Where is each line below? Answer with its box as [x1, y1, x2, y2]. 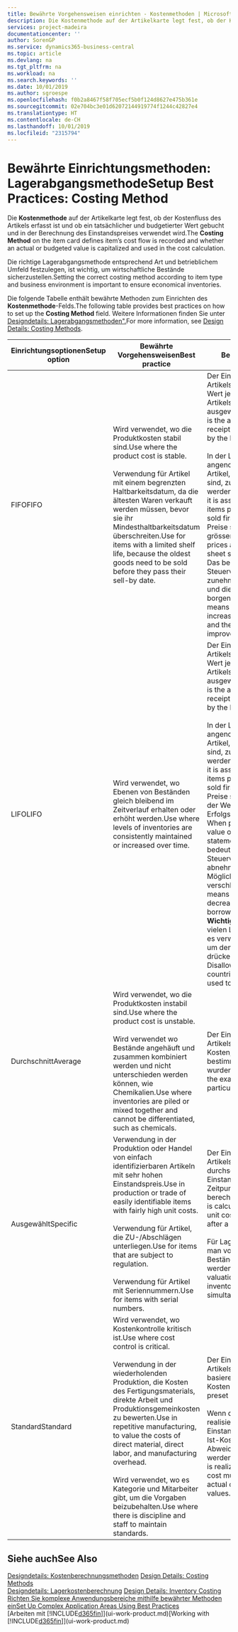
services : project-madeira [7, 23, 87, 31]
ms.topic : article [7, 50, 62, 58]
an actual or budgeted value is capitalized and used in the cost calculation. [7, 244, 225, 252]
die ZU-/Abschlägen [113, 1232, 182, 1242]
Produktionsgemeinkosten [113, 1404, 200, 1414]
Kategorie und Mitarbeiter [113, 1484, 199, 1494]
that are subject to [113, 1250, 174, 1260]
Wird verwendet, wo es [113, 1475, 190, 1485]
